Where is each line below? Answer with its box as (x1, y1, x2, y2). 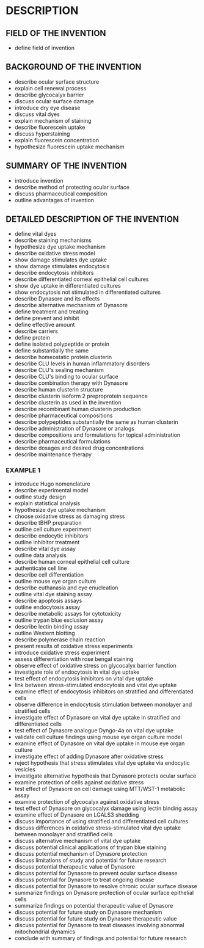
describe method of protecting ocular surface (14, 183, 129, 191)
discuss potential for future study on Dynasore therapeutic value (14, 914, 177, 922)
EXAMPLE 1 (5, 466, 41, 475)
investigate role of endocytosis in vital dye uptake (14, 668, 140, 676)
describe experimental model (14, 486, 89, 494)
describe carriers (14, 327, 59, 335)
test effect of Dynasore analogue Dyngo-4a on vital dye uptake (14, 726, 174, 734)
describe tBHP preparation (14, 519, 82, 526)
